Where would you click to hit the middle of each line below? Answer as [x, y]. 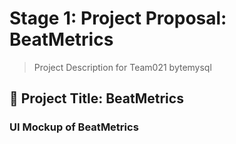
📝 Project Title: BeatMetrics [96, 98]
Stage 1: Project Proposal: [118, 18]
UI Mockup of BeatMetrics [74, 127]
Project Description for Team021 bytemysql [122, 67]
